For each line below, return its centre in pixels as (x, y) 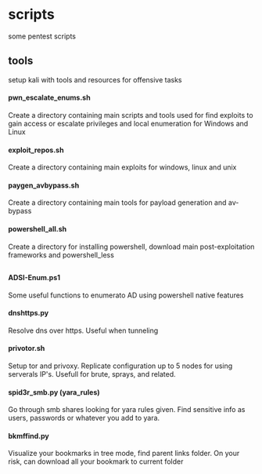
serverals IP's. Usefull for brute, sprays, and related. (92, 374)
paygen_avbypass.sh (44, 185)
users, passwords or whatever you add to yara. (84, 418)
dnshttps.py (29, 313)
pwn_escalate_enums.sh (50, 98)
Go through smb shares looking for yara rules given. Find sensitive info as (127, 410)
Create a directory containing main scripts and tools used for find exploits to (131, 115)
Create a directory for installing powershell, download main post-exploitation (131, 246)
